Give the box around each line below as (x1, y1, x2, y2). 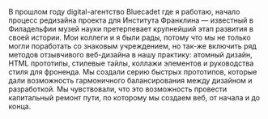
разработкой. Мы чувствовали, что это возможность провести (8, 84, 228, 94)
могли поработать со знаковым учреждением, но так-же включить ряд (8, 41, 257, 51)
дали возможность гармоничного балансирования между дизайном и (8, 76, 253, 85)
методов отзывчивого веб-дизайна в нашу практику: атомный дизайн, (8, 50, 253, 59)
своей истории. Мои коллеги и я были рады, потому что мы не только (8, 32, 251, 42)
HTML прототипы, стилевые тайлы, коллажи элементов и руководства (8, 58, 254, 68)
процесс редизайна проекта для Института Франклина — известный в (8, 15, 253, 25)
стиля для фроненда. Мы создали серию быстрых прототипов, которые (8, 67, 257, 76)
